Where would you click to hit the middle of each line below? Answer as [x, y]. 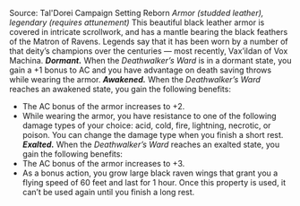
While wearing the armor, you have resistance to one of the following [149, 116]
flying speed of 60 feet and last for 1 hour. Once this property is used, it [154, 182]
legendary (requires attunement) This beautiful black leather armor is [137, 22]
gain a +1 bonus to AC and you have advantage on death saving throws [140, 70]
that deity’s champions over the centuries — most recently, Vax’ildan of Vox [149, 51]
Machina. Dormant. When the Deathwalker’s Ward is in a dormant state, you [150, 60]
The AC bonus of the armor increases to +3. [103, 163]
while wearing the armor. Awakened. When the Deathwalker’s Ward [135, 79]
